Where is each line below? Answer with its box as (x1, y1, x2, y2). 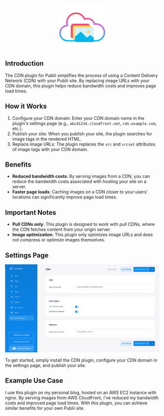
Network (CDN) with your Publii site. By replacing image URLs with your (5, 77, 150, 84)
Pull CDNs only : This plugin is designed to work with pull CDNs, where (12, 221, 155, 227)
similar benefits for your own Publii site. (5, 405, 85, 411)
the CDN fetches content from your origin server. (12, 226, 111, 233)
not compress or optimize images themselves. (12, 237, 106, 243)
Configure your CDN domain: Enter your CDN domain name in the (12, 115, 144, 121)
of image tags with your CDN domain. (12, 146, 88, 152)
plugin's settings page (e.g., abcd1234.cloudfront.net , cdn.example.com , (12, 120, 157, 126)
